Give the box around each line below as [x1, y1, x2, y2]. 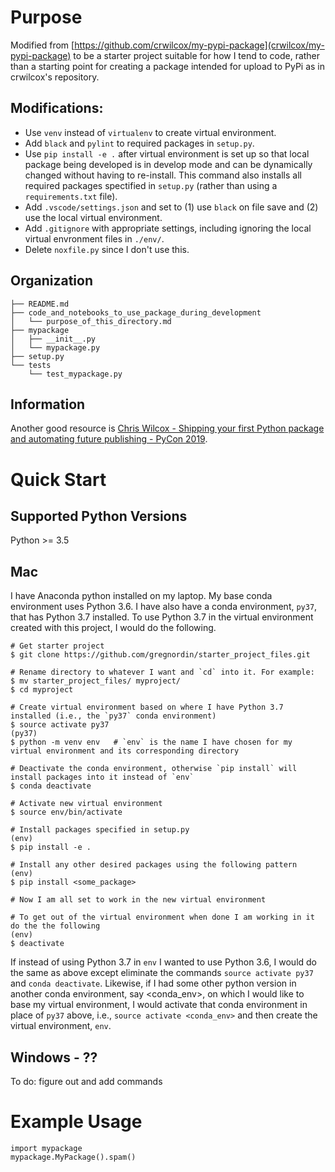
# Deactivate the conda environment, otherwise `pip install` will [10, 764, 298, 774]
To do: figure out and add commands [10, 1076, 163, 1087]
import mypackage [10, 1143, 83, 1153]
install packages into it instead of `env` [10, 772, 195, 783]
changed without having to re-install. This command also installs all [24, 169, 302, 181]
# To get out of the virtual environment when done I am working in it [10, 912, 315, 923]
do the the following [10, 921, 101, 931]
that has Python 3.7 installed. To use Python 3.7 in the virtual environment [10, 611, 314, 623]
